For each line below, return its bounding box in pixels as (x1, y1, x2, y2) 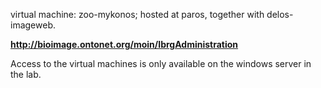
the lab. (10, 69, 42, 80)
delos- (266, 9, 294, 20)
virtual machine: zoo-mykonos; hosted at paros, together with (10, 9, 265, 20)
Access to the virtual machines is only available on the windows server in (10, 58, 312, 69)
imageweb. (10, 19, 56, 31)
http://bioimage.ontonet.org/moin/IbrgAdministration (10, 39, 239, 50)
